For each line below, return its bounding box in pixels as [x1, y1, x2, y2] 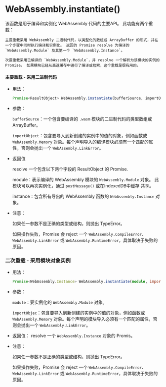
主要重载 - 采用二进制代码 [5, 74, 57, 80]
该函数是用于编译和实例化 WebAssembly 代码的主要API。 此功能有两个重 [5, 20, 153, 26]
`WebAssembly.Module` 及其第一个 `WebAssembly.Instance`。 [5, 48, 125, 53]
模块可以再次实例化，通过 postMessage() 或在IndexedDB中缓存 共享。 [12, 183, 154, 189]
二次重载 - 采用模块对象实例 [5, 257, 71, 264]
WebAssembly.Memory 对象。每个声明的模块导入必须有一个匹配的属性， [12, 316, 153, 322]
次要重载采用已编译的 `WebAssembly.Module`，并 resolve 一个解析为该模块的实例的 [5, 57, 160, 62]
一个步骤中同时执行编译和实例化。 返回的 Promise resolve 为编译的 [5, 43, 130, 48]
